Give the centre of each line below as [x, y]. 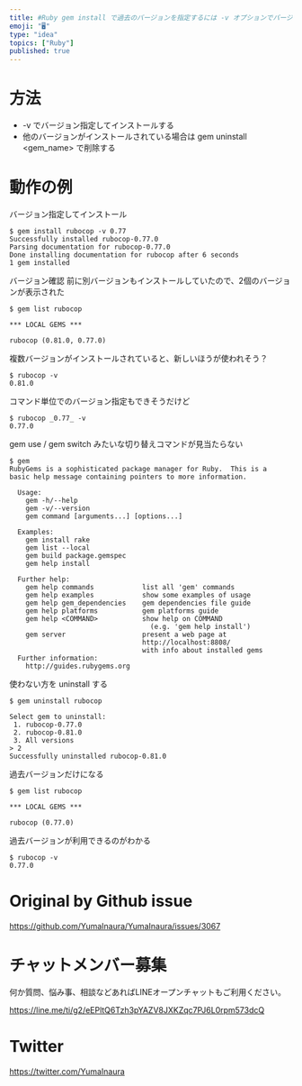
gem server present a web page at [126, 634]
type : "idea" [34, 34]
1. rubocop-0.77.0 [48, 725]
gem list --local [58, 548]
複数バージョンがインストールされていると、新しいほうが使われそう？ [138, 358]
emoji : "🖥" [30, 26]
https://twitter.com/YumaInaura [67, 1071]
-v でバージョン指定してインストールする [98, 125]
